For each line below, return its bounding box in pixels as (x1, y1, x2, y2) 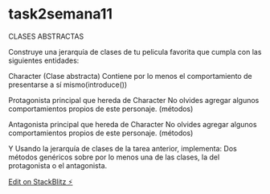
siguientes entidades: (8, 56, 80, 65)
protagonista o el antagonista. (8, 160, 108, 170)
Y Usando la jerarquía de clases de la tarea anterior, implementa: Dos (8, 143, 237, 153)
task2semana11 (8, 5, 113, 23)
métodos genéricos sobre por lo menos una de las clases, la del (8, 152, 220, 162)
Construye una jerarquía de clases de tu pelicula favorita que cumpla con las (8, 47, 262, 56)
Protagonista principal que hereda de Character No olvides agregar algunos (8, 95, 260, 105)
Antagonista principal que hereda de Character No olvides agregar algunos (8, 119, 257, 129)
